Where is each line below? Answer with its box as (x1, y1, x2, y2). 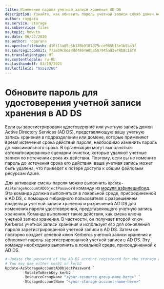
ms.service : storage (5, 20, 47, 26)
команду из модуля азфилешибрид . (76, 185, 150, 191)
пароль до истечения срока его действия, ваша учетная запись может (5, 160, 153, 166)
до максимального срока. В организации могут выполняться (5, 144, 133, 150)
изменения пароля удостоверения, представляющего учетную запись (5, 206, 153, 212)
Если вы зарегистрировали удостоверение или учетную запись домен (5, 124, 153, 130)
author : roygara (5, 16, 38, 21)
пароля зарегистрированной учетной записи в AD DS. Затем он (5, 226, 139, 232)
